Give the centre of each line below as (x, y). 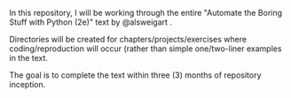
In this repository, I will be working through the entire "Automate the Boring (145, 13)
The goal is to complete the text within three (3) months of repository (135, 75)
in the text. (29, 58)
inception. (28, 84)
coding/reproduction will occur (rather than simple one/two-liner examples (145, 49)
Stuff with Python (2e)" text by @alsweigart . (91, 22)
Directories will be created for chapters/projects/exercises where (128, 39)
